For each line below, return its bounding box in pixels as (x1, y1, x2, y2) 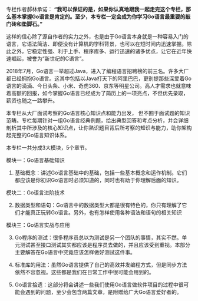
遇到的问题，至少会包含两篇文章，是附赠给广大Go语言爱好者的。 (25, 289, 182, 295)
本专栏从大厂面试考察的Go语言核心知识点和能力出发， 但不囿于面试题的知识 (6, 110, 190, 117)
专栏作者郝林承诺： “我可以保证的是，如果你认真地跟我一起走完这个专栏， (6, 6, 186, 12)
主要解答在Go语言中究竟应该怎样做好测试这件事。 (14, 249, 136, 256)
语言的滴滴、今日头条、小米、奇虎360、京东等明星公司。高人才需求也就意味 (6, 82, 192, 89)
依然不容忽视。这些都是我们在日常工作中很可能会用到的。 (14, 269, 154, 276)
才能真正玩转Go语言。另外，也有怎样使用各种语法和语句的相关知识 (19, 209, 182, 216)
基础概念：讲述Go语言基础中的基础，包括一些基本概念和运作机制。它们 (14, 169, 187, 176)
